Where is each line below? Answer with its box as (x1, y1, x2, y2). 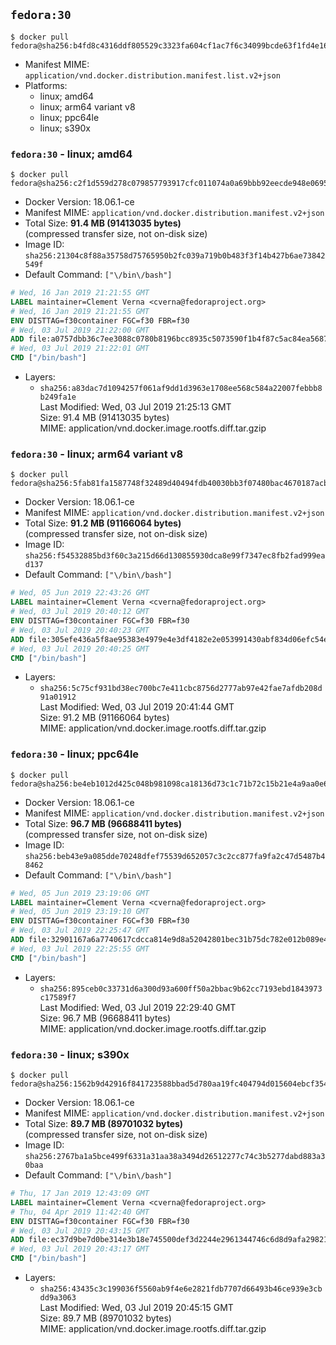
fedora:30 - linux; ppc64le (10, 747, 140, 761)
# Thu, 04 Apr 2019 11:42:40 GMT (10, 1207, 150, 1217)
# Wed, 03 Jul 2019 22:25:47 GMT (10, 925, 150, 936)
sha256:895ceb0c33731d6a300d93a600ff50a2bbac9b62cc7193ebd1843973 (39, 984, 323, 994)
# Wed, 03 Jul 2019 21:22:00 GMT (10, 325, 150, 335)
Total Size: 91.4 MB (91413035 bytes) (24, 217, 182, 229)
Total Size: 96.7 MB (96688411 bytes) (24, 817, 182, 829)
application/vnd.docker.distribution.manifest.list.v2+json (24, 70, 281, 81)
